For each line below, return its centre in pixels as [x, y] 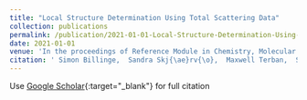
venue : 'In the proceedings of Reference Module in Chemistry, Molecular [153, 52]
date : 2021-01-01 [42, 43]
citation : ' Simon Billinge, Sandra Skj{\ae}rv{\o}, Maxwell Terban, [148, 60]
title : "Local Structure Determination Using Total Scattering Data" [145, 18]
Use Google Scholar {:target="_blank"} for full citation [110, 86]
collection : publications [58, 26]
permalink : [30, 35]
